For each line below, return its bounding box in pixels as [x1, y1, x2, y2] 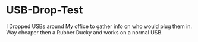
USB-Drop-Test [6, 3, 83, 17]
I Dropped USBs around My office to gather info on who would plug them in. [6, 23, 192, 30]
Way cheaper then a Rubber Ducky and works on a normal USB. [6, 29, 163, 36]
